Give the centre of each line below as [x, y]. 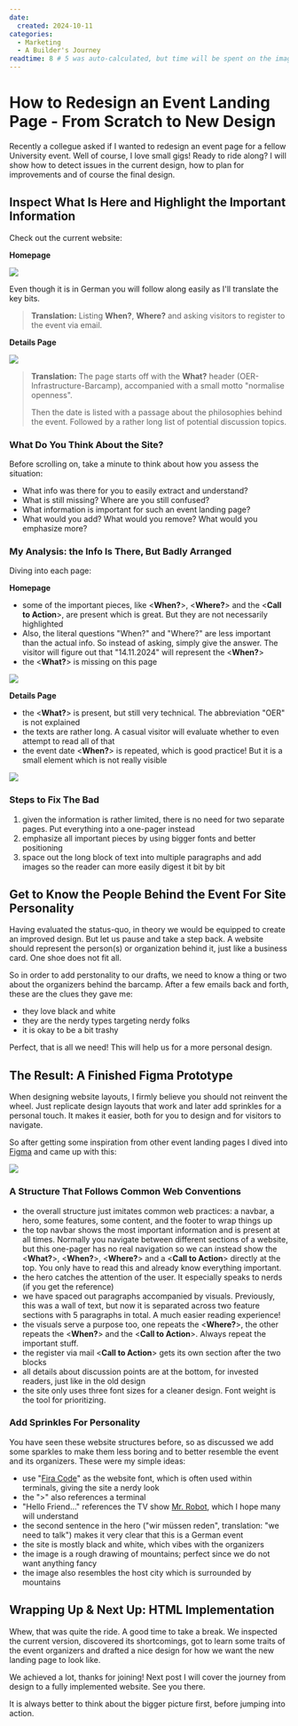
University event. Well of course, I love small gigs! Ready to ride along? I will [148, 156]
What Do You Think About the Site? [86, 444]
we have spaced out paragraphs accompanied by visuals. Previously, [149, 1296]
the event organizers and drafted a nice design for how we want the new [142, 1650]
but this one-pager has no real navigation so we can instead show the [149, 1249]
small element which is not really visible [94, 760]
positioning [43, 847]
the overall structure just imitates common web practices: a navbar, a [148, 1211]
